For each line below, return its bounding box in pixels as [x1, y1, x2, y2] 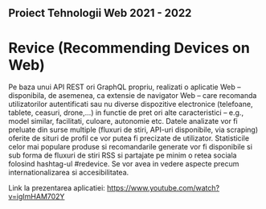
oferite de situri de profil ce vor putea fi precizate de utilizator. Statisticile [8, 133, 250, 143]
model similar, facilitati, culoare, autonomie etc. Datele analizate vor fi [8, 117, 239, 126]
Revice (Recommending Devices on [8, 39, 251, 57]
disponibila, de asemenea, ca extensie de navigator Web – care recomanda [8, 91, 257, 100]
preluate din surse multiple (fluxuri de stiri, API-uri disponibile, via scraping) [8, 125, 259, 135]
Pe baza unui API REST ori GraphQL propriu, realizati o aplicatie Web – [8, 82, 241, 92]
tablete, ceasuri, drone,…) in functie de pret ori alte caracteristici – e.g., [8, 108, 243, 117]
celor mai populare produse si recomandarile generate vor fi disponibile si [8, 142, 253, 152]
